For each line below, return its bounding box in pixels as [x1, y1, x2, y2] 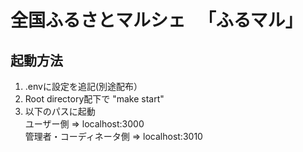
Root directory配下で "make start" [24, 93, 165, 105]
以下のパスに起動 [24, 106, 96, 117]
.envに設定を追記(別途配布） [24, 81, 143, 92]
